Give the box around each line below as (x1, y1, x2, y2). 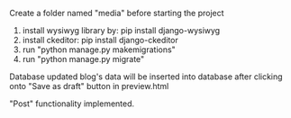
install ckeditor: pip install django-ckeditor (22, 35, 178, 45)
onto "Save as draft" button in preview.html (9, 81, 169, 91)
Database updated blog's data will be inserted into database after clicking (9, 71, 283, 82)
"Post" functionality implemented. (9, 98, 135, 109)
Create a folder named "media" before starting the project (9, 8, 224, 18)
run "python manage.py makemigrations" (22, 44, 176, 55)
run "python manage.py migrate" (22, 54, 145, 64)
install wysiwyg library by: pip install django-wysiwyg (22, 25, 221, 35)
